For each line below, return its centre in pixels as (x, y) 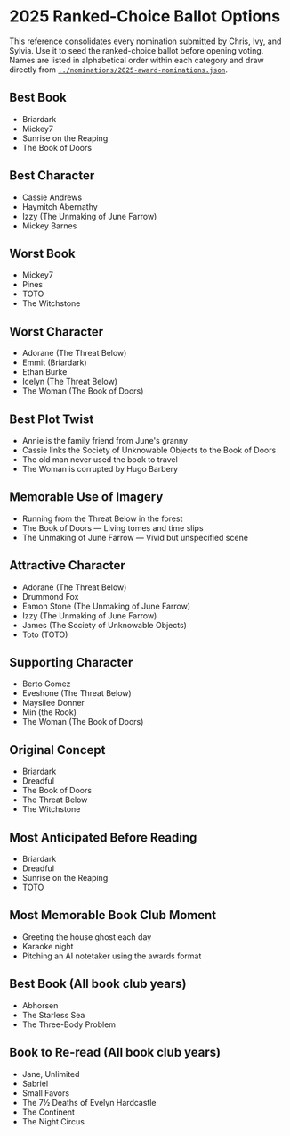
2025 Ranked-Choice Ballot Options (145, 17)
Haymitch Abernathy (60, 206)
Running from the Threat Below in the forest (102, 518)
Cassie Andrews (52, 197)
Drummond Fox (50, 596)
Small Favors (45, 1093)
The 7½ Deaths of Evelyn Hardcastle (89, 1102)
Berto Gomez (46, 684)
